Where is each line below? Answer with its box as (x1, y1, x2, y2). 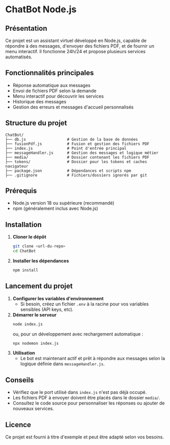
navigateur (5, 164, 29, 169)
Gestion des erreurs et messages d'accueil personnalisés (12, 104, 134, 110)
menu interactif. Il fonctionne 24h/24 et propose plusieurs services (5, 49, 146, 54)
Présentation (5, 24, 47, 33)
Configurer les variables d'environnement (12, 295, 104, 301)
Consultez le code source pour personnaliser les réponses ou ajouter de (12, 400, 165, 406)
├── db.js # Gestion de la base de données (5, 137, 138, 142)
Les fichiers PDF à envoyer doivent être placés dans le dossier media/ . (12, 395, 161, 401)
